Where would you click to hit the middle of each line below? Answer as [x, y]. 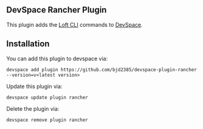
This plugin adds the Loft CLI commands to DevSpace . [74, 24]
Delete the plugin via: [33, 108]
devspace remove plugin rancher [47, 120]
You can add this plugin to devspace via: [57, 58]
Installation [28, 44]
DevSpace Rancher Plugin [57, 10]
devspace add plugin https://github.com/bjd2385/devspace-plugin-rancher [102, 69]
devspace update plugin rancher [47, 97]
